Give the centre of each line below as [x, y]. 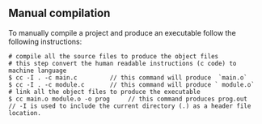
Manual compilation [59, 13]
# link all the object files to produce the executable [104, 92]
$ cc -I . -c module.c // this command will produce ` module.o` [131, 84]
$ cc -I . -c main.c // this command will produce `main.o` [128, 77]
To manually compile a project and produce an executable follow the [122, 32]
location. [25, 113]
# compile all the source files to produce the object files [114, 56]
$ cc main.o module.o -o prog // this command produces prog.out [128, 99]
